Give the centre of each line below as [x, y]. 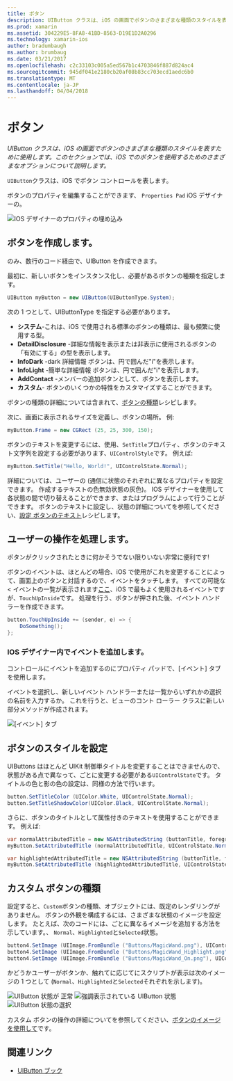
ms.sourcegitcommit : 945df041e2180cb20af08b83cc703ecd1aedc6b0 [101, 72]
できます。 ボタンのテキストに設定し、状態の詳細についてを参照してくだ [111, 506]
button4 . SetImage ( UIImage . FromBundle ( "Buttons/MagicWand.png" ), [105, 946]
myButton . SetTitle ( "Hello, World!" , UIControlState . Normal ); [97, 466]
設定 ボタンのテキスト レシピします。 [72, 515]
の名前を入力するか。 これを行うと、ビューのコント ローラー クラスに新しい [116, 700]
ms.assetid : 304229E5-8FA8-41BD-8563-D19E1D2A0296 [82, 33]
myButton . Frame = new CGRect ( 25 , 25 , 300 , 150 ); [80, 430]
